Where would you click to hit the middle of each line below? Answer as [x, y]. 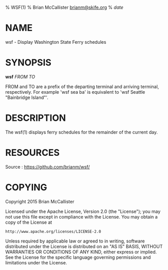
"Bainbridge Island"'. [27, 97]
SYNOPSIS [29, 63]
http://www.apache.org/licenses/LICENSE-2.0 [53, 231]
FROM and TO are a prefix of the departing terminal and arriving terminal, [82, 87]
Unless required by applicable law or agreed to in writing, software [75, 241]
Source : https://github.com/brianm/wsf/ [48, 167]
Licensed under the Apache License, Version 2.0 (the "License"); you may [83, 211]
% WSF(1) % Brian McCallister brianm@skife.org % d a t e [64, 7]
